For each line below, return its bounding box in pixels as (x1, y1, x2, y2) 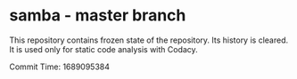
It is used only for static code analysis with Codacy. (9, 43, 198, 54)
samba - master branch (9, 5, 186, 26)
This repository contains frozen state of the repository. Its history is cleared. (9, 35, 288, 45)
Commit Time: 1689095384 (9, 61, 110, 72)
